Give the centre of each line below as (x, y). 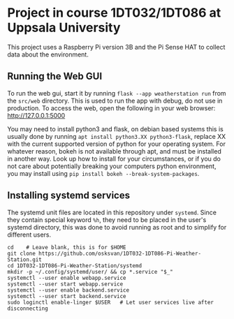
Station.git (24, 260)
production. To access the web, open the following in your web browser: (111, 108)
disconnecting (28, 309)
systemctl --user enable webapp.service (67, 278)
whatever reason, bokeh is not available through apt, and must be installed (114, 151)
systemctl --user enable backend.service (68, 290)
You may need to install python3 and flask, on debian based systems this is (115, 129)
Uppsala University (64, 28)
